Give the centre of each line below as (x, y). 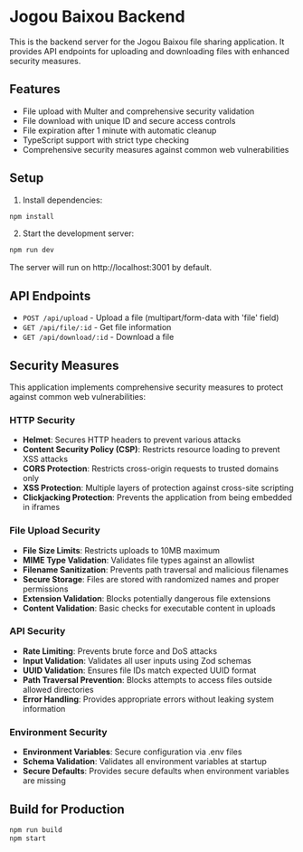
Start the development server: (78, 233)
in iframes (41, 507)
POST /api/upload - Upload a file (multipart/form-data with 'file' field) (151, 317)
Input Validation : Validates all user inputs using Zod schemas (137, 660)
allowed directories (58, 689)
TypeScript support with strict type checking (106, 140)
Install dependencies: (62, 200)
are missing (44, 781)
